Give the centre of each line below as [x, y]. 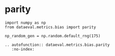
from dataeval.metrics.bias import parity [50, 27]
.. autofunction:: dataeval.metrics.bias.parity [57, 45]
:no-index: [23, 49]
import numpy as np [25, 23]
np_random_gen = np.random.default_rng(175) [53, 36]
